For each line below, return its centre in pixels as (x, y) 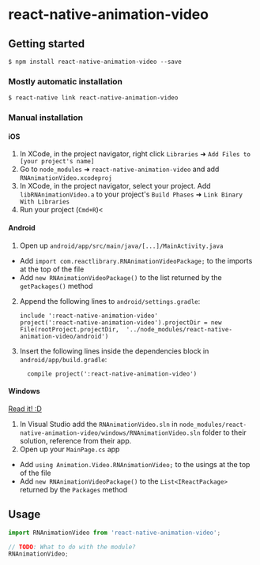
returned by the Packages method (73, 489)
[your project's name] (57, 162)
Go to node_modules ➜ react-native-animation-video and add (119, 169)
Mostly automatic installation (66, 81)
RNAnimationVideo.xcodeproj (66, 178)
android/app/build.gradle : (63, 359)
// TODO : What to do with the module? (72, 547)
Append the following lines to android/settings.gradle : (110, 301)
